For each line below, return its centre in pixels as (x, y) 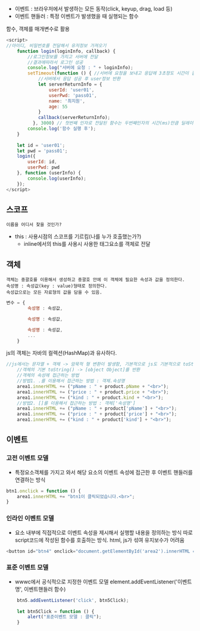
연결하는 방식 (30, 480)
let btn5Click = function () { (56, 611)
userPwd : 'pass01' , (73, 95)
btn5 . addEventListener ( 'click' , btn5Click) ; (73, 600)
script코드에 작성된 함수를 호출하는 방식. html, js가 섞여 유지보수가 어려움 (99, 540)
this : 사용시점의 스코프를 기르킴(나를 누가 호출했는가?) (78, 236)
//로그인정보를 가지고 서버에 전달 (63, 57)
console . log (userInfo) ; (57, 178)
